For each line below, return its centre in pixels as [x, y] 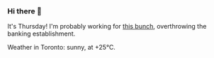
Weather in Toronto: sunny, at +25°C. [61, 48]
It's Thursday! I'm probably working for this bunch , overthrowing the [107, 27]
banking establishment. [41, 34]
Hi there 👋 [25, 11]
